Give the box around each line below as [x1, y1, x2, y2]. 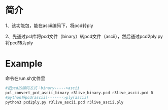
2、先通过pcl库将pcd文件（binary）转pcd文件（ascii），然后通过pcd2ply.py [5, 33, 163, 39]
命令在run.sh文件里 [5, 75, 46, 81]
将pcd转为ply [5, 39, 33, 46]
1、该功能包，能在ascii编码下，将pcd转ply [5, 22, 93, 29]
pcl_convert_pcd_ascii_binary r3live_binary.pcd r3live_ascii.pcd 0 [5, 90, 153, 95]
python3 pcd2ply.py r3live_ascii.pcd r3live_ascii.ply [5, 100, 124, 105]
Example [5, 58, 43, 69]
